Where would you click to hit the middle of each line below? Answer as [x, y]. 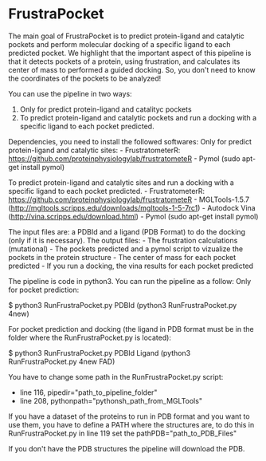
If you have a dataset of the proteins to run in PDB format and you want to [129, 416]
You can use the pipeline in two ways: [70, 93]
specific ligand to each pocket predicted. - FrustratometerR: [107, 191]
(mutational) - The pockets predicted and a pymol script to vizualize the [126, 249]
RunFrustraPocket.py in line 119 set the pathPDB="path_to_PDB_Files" [123, 433]
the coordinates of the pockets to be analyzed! [85, 78]
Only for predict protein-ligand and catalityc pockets [106, 109]
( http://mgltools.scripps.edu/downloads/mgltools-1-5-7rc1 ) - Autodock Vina [132, 207]
